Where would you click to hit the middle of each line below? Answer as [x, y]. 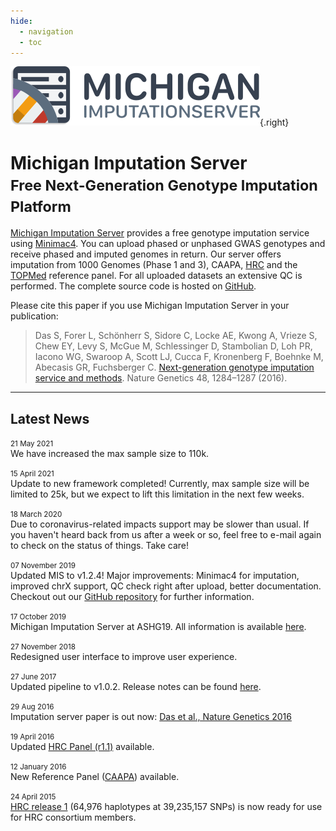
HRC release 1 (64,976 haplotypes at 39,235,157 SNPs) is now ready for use [166, 807]
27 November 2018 [43, 647]
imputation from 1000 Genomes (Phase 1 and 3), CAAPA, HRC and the [154, 265]
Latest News [50, 418]
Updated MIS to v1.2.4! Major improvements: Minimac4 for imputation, [155, 576]
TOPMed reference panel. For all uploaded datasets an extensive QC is [156, 276]
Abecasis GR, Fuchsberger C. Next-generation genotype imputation [174, 367]
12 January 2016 [38, 767]
